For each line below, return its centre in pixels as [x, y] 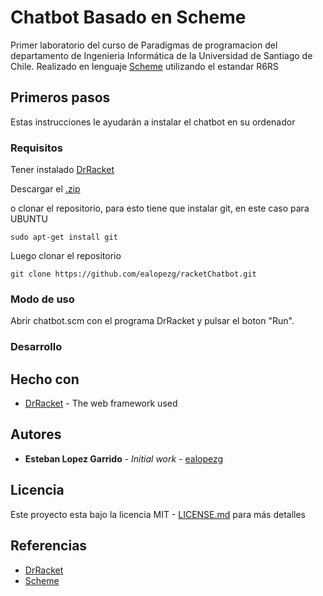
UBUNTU [29, 219]
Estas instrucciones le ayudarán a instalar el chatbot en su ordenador [153, 122]
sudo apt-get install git [64, 237]
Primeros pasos [60, 97]
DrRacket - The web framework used [101, 403]
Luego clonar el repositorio [66, 256]
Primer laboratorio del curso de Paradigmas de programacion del [144, 45]
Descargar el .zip [45, 189]
